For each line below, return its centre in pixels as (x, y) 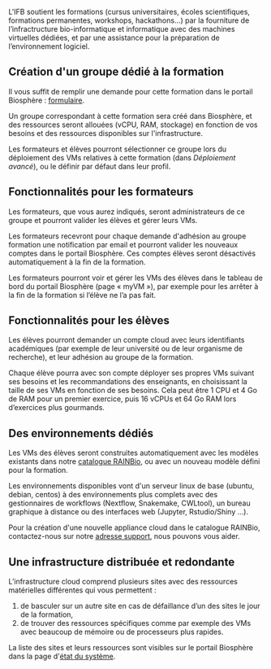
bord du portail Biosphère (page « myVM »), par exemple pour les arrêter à (133, 286)
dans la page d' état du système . (62, 656)
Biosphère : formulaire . (47, 100)
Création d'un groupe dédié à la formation (116, 72)
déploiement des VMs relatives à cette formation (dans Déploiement (122, 157)
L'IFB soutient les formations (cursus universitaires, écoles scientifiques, (129, 12)
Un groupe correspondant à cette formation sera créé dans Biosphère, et (131, 116)
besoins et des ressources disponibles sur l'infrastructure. (105, 133)
